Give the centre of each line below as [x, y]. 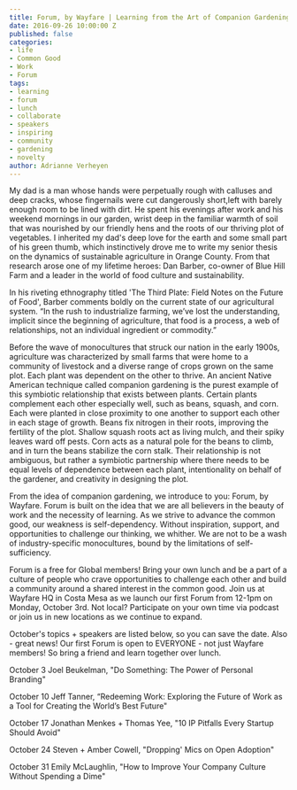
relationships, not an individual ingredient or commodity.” [113, 330]
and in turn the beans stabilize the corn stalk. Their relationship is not [135, 451]
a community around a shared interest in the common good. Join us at [137, 589]
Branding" [27, 679]
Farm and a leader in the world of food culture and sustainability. [127, 275]
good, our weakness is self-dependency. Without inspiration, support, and [145, 524]
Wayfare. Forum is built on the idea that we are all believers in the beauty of [147, 506]
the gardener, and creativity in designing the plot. [99, 479]
